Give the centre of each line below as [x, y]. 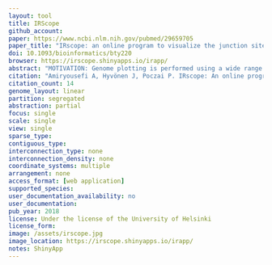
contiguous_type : [38, 143]
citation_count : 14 [41, 83]
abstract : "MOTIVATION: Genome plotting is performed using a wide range [136, 69]
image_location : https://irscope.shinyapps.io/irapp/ [101, 242]
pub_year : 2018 [34, 211]
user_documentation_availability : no [72, 196]
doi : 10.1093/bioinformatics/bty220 [70, 53]
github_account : [36, 31]
